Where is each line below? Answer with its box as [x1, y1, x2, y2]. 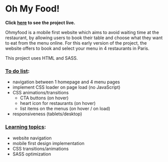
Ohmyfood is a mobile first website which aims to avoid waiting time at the [5, 29, 159, 35]
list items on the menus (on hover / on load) [20, 106, 111, 112]
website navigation [12, 135, 52, 141]
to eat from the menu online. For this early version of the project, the [5, 40, 147, 46]
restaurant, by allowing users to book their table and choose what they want [5, 35, 163, 41]
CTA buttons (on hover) [20, 95, 69, 101]
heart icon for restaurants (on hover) [20, 100, 96, 106]
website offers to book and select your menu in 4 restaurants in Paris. [5, 45, 149, 51]
